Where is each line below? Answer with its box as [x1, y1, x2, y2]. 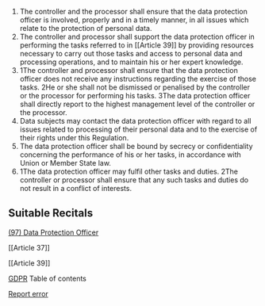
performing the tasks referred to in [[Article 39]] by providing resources [19, 40, 254, 50]
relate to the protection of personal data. [19, 24, 152, 33]
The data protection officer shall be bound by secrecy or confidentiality [19, 142, 253, 151]
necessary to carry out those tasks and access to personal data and [19, 49, 243, 58]
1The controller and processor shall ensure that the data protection [19, 66, 238, 75]
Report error [8, 289, 49, 298]
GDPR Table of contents [8, 273, 87, 283]
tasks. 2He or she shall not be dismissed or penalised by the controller [19, 82, 250, 92]
